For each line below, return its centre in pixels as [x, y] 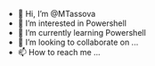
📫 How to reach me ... [59, 52]
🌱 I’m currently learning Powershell [82, 33]
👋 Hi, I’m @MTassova [57, 14]
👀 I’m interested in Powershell [72, 23]
